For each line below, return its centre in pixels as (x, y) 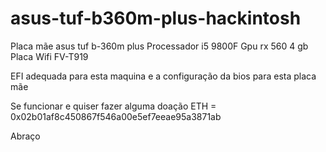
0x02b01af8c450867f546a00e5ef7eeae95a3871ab (116, 116)
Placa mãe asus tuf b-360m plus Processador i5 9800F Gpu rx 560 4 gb (159, 46)
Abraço (25, 136)
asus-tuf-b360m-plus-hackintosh (156, 18)
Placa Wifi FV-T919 (49, 56)
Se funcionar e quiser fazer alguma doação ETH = (113, 106)
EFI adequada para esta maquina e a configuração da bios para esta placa (163, 76)
